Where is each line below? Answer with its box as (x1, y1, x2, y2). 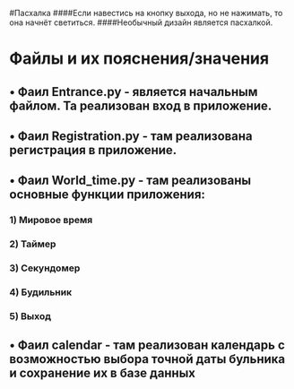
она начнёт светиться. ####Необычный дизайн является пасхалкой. (9, 17, 273, 28)
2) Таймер (9, 238, 56, 250)
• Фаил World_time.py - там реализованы (9, 173, 252, 188)
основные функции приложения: (9, 187, 206, 203)
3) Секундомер (9, 262, 81, 274)
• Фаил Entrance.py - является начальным (9, 84, 258, 99)
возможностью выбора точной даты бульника (9, 351, 285, 367)
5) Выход (9, 309, 52, 322)
